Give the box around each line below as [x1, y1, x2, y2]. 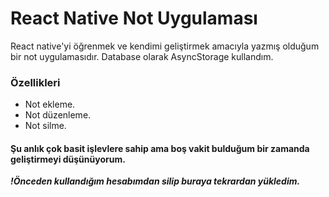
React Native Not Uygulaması [10, 7, 258, 30]
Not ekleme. [24, 98, 76, 111]
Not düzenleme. [24, 109, 92, 121]
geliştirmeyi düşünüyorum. [10, 153, 126, 165]
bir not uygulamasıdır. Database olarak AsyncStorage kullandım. [10, 50, 274, 62]
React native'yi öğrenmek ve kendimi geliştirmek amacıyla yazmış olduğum [10, 40, 320, 52]
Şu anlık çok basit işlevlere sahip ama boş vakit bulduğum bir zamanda [10, 142, 310, 154]
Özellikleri [10, 75, 61, 89]
